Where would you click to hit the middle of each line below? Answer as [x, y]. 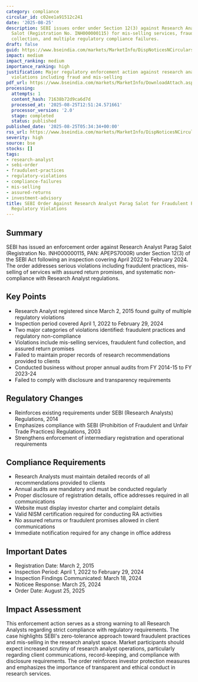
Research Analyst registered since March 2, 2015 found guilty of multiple [103, 311]
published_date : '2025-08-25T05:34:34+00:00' [63, 127]
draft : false [22, 45]
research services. [29, 673]
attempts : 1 [26, 94]
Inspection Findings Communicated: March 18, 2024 [78, 578]
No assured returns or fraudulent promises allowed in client [87, 520]
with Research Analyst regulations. [78, 278]
